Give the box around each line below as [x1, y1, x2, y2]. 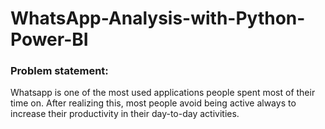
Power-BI [10, 28, 89, 51]
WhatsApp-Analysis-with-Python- [10, 7, 306, 30]
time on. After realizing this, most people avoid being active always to [10, 97, 297, 109]
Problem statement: [10, 64, 109, 78]
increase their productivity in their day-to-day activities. [10, 108, 240, 120]
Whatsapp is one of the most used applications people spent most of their [10, 87, 316, 99]
